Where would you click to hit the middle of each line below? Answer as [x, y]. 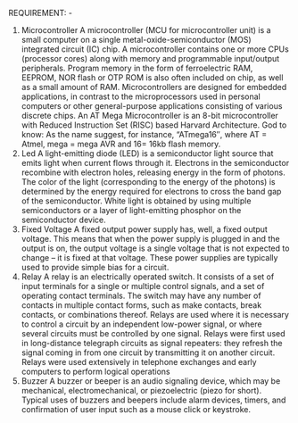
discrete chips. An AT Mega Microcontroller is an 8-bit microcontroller [149, 116]
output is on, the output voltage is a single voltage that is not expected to [155, 248]
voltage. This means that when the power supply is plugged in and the [150, 239]
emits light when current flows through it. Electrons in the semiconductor [155, 163]
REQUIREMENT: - [41, 13]
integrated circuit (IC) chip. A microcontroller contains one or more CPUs [155, 49]
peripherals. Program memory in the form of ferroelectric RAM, [137, 68]
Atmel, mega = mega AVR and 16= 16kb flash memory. [121, 144]
